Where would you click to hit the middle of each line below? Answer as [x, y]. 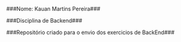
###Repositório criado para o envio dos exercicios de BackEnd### [90, 32]
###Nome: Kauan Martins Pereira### [53, 9]
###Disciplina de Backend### [44, 20]
